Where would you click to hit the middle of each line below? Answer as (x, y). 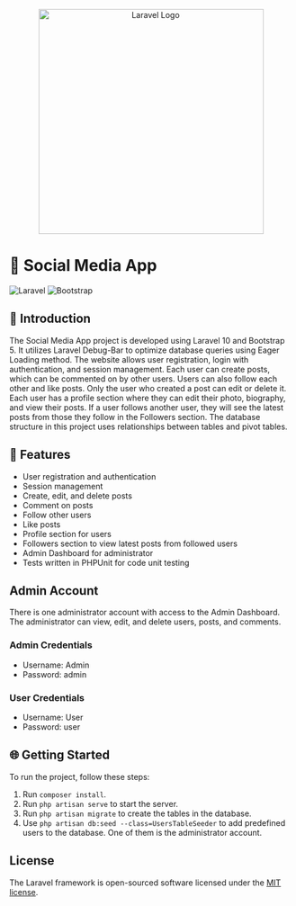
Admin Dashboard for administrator (88, 552)
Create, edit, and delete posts (77, 496)
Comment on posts (58, 505)
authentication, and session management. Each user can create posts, (139, 369)
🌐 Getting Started (60, 755)
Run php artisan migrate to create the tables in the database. (137, 813)
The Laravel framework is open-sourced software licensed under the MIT (145, 883)
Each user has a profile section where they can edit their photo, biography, (148, 398)
